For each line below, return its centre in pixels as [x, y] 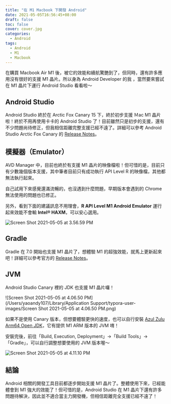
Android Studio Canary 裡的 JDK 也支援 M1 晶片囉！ [60, 287]
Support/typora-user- [113, 303]
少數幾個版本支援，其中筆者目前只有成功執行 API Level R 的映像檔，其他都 [88, 171]
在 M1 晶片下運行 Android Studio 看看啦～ [49, 85]
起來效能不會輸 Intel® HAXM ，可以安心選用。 [53, 212]
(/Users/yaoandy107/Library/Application [47, 303]
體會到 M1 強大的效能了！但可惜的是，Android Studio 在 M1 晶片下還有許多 [84, 390]
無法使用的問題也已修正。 [32, 195]
